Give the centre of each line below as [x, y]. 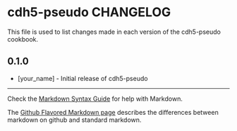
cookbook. [23, 39]
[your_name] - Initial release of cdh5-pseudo [83, 78]
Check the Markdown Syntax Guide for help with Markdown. [95, 99]
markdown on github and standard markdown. [74, 120]
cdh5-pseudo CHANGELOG [89, 12]
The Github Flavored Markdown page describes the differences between [113, 112]
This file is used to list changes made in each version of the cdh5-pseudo [114, 32]
